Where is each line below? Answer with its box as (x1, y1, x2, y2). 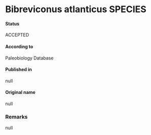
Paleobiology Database (5, 55, 54, 61)
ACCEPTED (5, 32, 29, 38)
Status (5, 20, 20, 26)
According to (5, 43, 33, 49)
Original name (5, 89, 35, 95)
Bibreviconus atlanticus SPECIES (5, 4, 147, 15)
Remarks (5, 113, 28, 120)
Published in (5, 66, 32, 73)
